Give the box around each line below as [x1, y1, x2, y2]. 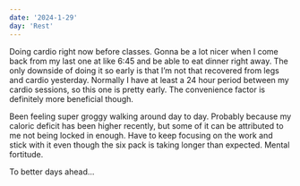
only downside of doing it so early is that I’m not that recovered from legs [9, 64, 279, 76]
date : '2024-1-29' [9, 13, 78, 22]
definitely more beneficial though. [9, 93, 134, 104]
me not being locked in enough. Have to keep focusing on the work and [9, 130, 273, 140]
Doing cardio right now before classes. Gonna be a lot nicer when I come [9, 46, 279, 56]
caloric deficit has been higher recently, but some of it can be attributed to [9, 120, 284, 131]
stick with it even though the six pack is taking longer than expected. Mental [9, 139, 290, 150]
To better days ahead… [9, 166, 95, 177]
